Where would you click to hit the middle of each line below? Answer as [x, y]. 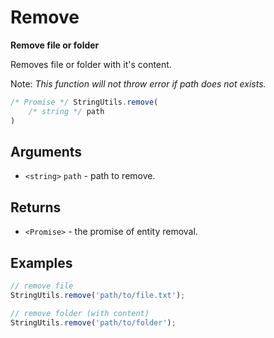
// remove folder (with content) [80, 313]
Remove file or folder [55, 45]
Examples [41, 262]
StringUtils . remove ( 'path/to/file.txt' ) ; [98, 295]
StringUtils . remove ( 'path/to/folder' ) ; [93, 322]
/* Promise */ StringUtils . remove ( [84, 102]
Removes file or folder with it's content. [91, 64]
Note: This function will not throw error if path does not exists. [138, 83]
